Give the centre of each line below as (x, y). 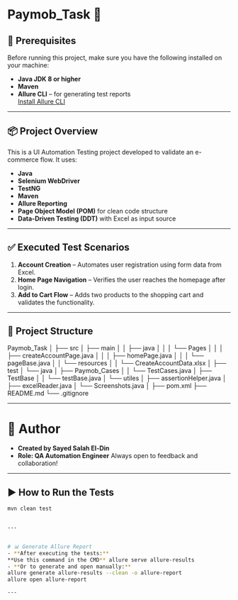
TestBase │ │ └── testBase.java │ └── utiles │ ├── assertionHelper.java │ (117, 378)
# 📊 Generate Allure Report (50, 546)
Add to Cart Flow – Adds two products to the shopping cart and (110, 294)
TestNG (29, 188)
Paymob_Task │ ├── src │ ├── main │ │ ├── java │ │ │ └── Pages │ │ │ (115, 348)
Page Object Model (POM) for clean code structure (92, 211)
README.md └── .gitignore (48, 394)
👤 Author (34, 429)
